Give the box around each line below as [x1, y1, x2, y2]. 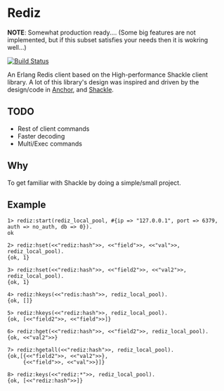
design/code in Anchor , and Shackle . [7, 85, 114, 94]
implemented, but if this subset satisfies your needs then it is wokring [7, 35, 209, 44]
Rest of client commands [17, 124, 90, 133]
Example [7, 198, 46, 210]
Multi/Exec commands [17, 139, 83, 148]
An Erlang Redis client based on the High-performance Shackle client [7, 70, 209, 79]
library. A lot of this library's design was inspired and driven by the [7, 77, 199, 86]
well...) [7, 43, 27, 51]
